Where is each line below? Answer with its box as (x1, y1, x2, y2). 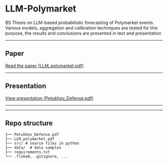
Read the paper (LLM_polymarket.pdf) (5, 62, 84, 68)
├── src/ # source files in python (5, 141, 79, 146)
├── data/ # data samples (5, 145, 61, 150)
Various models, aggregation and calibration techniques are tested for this (5, 24, 158, 30)
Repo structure (5, 118, 53, 127)
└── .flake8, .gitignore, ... (5, 154, 68, 159)
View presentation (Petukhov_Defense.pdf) (5, 95, 94, 101)
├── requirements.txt (5, 149, 50, 155)
